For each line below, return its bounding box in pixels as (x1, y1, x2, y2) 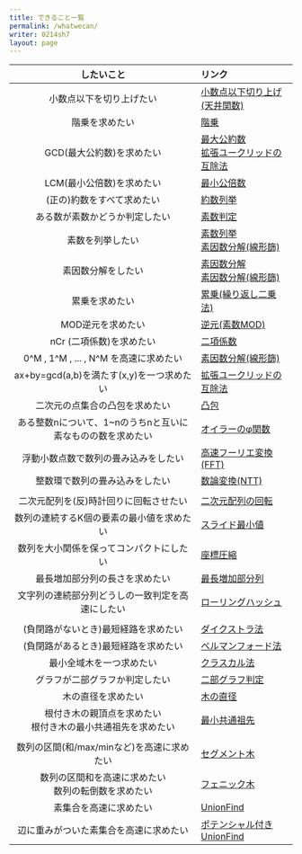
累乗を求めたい (71, 295, 135, 307)
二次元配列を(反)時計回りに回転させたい (18, 495, 188, 508)
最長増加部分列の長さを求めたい (35, 573, 171, 585)
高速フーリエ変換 (200, 447, 273, 459)
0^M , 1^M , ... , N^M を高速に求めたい (23, 352, 182, 365)
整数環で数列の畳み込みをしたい (35, 475, 171, 487)
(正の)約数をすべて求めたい (46, 194, 160, 207)
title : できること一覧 (9, 13, 85, 22)
